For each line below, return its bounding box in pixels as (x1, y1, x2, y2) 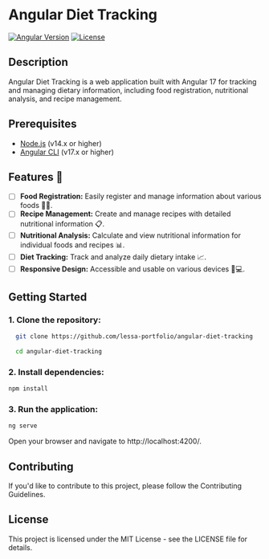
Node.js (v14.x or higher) (19, 138, 102, 148)
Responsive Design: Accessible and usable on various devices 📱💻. (19, 263, 245, 274)
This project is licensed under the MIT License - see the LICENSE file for (8, 534, 247, 544)
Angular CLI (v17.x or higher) (19, 147, 115, 157)
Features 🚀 (8, 170, 63, 184)
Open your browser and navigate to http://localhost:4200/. (8, 436, 202, 447)
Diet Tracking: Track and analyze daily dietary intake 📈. (19, 251, 207, 262)
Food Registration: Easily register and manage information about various (19, 191, 262, 202)
